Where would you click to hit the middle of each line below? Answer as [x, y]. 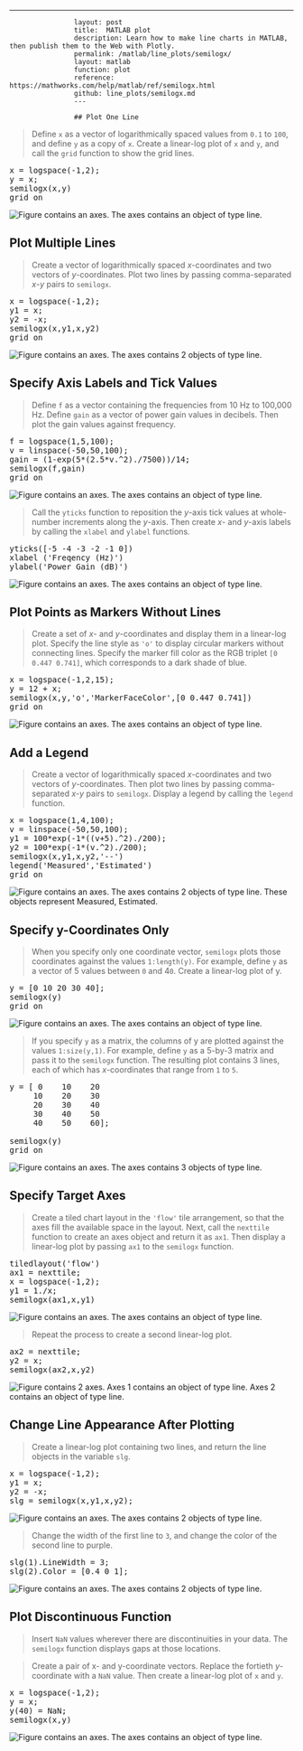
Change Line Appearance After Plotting [122, 1425]
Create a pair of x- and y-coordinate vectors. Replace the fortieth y [156, 1666]
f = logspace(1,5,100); [62, 441]
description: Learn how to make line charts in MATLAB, [181, 38]
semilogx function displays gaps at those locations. [126, 1648]
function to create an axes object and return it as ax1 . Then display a [158, 1236]
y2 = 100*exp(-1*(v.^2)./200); [78, 847]
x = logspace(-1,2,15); [62, 680]
